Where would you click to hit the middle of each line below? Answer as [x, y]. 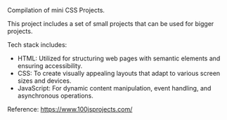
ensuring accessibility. [50, 66]
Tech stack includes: [37, 45]
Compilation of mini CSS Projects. [56, 10]
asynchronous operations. [55, 95]
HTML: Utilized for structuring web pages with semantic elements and [119, 58]
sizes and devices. [44, 81]
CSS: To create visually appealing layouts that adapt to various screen [119, 73]
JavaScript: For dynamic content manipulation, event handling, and [114, 88]
